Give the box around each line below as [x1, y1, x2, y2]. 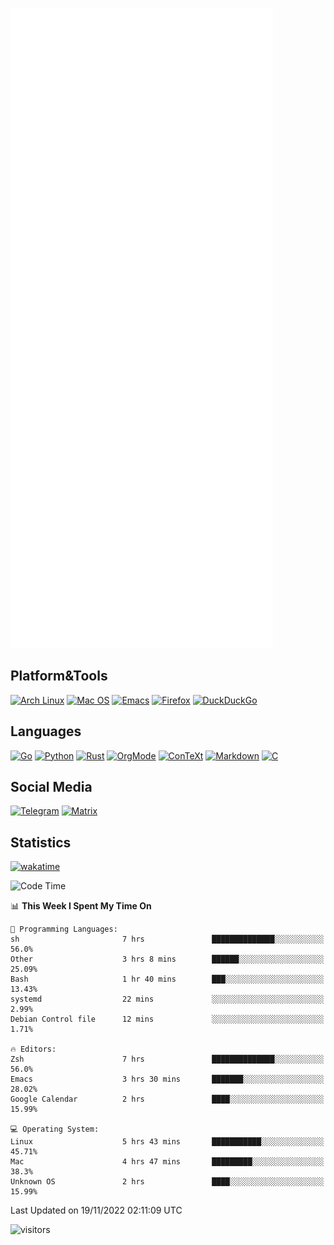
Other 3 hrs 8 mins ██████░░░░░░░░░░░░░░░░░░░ [10, 954, 325, 965]
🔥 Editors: [10, 1044, 57, 1055]
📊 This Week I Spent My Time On [10, 900, 152, 912]
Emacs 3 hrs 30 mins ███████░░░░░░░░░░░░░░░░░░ [10, 1074, 325, 1085]
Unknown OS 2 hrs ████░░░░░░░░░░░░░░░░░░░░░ [10, 1177, 325, 1187]
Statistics [10, 834, 72, 851]
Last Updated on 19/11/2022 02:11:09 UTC [10, 1204, 183, 1217]
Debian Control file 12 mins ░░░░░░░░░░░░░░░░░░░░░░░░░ [10, 1014, 325, 1025]
